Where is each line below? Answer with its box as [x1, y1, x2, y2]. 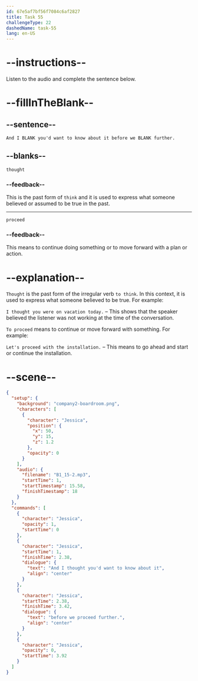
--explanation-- [6, 271, 85, 284]
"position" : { [27, 423, 62, 429]
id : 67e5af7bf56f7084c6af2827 [6, 8, 81, 15]
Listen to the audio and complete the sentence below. [6, 75, 137, 83]
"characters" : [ [16, 406, 57, 412]
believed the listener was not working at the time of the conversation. [6, 314, 174, 321]
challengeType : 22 [6, 19, 51, 25]
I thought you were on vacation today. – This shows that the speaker [6, 308, 178, 315]
